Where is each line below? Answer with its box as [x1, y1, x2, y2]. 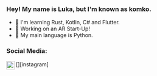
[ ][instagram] [16, 60, 49, 68]
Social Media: [6, 47, 47, 55]
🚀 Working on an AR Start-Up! [15, 25, 90, 32]
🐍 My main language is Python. [15, 32, 93, 39]
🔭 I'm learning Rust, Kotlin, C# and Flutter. [15, 19, 120, 26]
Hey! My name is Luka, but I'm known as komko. [6, 5, 152, 13]
